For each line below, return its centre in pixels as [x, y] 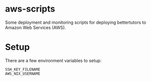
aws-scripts [30, 9]
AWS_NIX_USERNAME [23, 74]
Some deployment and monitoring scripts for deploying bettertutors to [76, 22]
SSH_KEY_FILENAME [23, 69]
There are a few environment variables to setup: [53, 60]
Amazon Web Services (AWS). [35, 27]
